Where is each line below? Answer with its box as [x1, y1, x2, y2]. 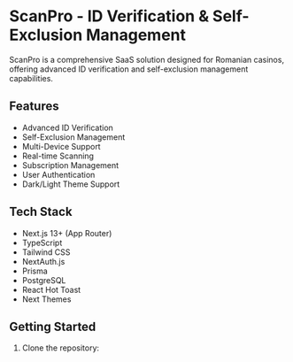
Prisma [21, 266, 49, 276]
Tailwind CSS [21, 246, 71, 258]
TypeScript [21, 237, 63, 248]
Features [9, 99, 59, 114]
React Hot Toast [21, 284, 81, 295]
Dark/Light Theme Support [21, 179, 120, 189]
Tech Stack [9, 204, 73, 220]
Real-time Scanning [21, 150, 95, 161]
